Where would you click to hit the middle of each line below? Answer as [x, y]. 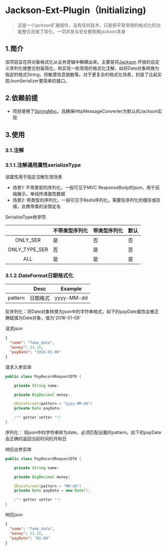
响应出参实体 [18, 449]
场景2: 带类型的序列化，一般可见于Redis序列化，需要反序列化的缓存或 [84, 200]
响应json [14, 515]
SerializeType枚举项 [25, 217]
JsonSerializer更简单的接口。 [39, 80]
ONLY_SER [28, 240]
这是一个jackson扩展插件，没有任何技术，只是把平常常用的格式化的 [87, 25]
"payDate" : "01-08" [30, 538]
